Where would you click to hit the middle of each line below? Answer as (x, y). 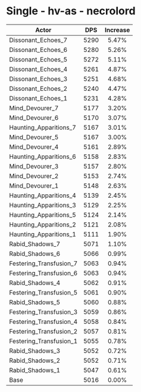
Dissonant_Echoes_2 (38, 88)
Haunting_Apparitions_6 (43, 157)
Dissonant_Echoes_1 (38, 98)
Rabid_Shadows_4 (35, 283)
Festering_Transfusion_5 (43, 292)
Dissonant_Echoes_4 (38, 69)
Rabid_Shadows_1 (35, 370)
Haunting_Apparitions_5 (43, 215)
